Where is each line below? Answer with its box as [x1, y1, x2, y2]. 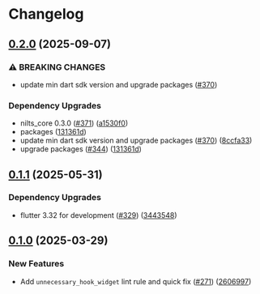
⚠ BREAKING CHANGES [8, 62, 106, 73]
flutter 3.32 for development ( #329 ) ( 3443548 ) [19, 210, 177, 219]
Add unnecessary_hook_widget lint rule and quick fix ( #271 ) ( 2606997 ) [19, 276, 252, 286]
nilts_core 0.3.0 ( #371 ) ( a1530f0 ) [19, 118, 129, 128]
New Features [8, 258, 65, 270]
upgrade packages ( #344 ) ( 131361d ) [19, 144, 142, 154]
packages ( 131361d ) [19, 127, 87, 137]
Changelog [8, 5, 84, 23]
